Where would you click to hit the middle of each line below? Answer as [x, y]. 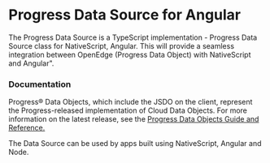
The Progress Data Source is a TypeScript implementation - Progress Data [133, 37]
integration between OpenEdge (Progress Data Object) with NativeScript [130, 54]
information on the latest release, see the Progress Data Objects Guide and [134, 119]
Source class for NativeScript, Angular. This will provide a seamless [121, 45]
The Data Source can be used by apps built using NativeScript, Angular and [135, 144]
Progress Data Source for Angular [125, 15]
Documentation [40, 84]
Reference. [27, 128]
